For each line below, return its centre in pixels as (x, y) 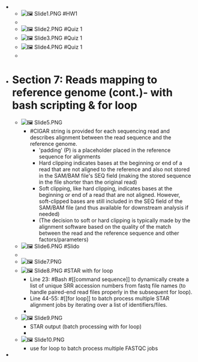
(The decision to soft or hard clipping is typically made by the (115, 220)
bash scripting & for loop (75, 105)
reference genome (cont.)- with (92, 93)
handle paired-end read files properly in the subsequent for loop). (111, 292)
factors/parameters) (64, 239)
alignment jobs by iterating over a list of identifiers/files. (99, 304)
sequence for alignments (70, 156)
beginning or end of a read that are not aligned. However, (109, 195)
